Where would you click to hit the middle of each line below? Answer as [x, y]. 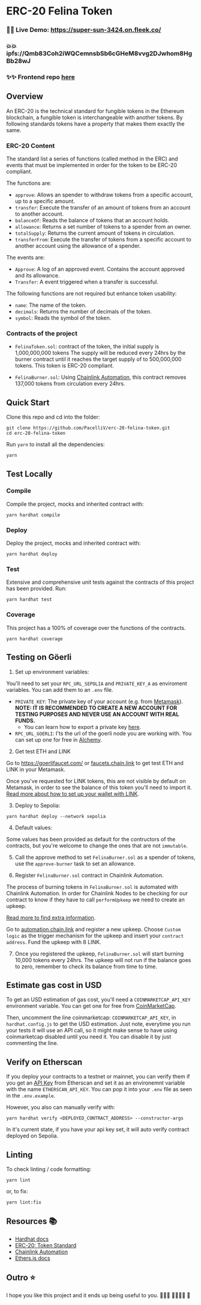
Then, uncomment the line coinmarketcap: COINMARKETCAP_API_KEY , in [91, 1018]
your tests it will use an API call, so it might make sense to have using [92, 1031]
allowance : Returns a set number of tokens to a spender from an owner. [103, 227]
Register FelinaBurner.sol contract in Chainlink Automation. [89, 875]
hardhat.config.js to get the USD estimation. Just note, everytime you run [98, 1024]
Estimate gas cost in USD [54, 985]
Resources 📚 [32, 1221]
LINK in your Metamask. [36, 769]
